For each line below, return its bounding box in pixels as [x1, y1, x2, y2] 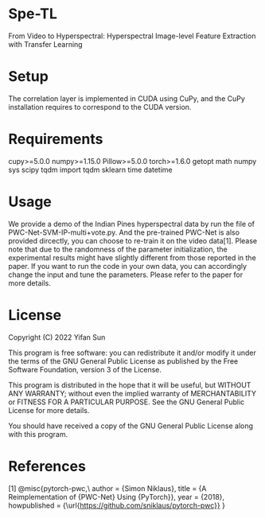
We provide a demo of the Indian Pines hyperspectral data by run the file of [8, 219, 255, 228]
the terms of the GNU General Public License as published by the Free [8, 356, 239, 366]
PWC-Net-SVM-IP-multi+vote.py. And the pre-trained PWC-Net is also [8, 228, 240, 237]
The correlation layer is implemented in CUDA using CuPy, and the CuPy [8, 93, 245, 103]
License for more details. [8, 405, 90, 415]
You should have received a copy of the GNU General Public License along [8, 421, 253, 430]
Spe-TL [8, 5, 58, 23]
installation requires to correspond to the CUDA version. [8, 102, 192, 111]
